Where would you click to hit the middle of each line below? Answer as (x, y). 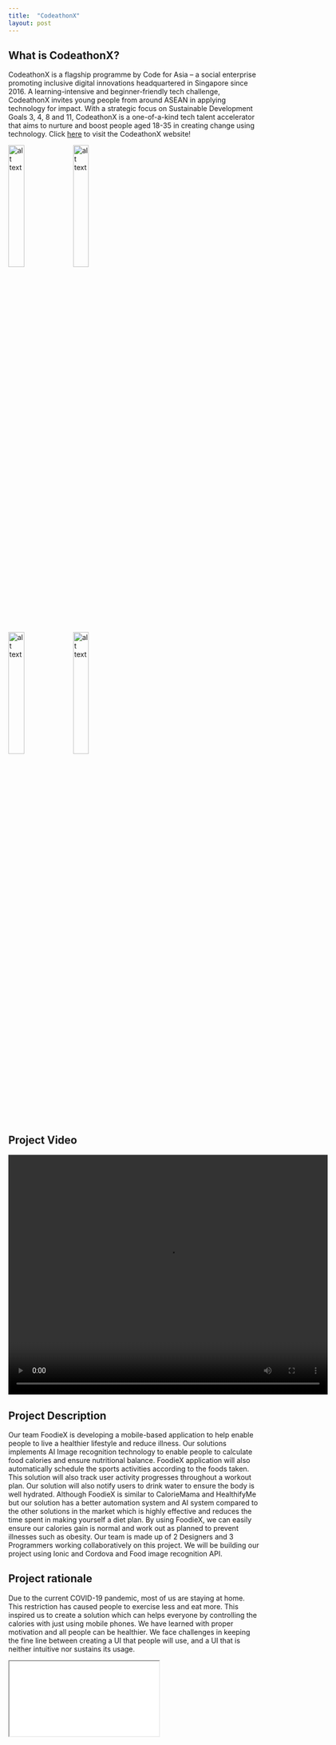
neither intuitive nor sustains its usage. (72, 1649)
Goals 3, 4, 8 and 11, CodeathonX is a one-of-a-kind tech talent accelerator (132, 117)
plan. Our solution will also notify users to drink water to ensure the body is (132, 1485)
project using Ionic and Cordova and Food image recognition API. (115, 1553)
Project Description (57, 1415)
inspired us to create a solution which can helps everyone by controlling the (133, 1615)
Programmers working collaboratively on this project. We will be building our (134, 1545)
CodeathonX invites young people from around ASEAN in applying (117, 100)
